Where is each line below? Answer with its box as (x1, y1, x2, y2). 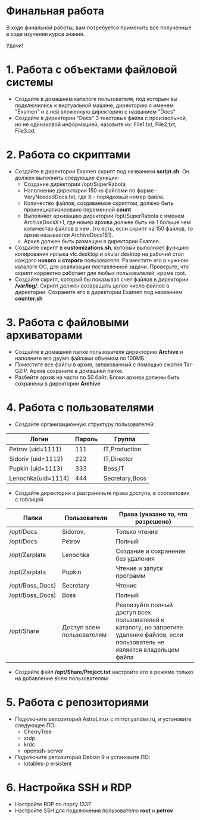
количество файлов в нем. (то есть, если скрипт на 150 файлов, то (23, 225, 193, 232)
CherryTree (23, 728, 52, 735)
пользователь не (115, 638, 165, 646)
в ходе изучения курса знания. (6, 30, 85, 37)
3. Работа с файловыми (6, 316, 129, 329)
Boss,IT (103, 464, 125, 473)
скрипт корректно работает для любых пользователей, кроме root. (14, 269, 186, 276)
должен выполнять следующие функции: (14, 174, 120, 181)
